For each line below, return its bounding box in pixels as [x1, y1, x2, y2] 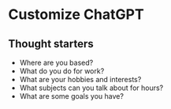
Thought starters [8, 37, 95, 51]
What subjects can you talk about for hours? [19, 83, 164, 92]
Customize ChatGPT [8, 6, 144, 24]
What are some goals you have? [19, 92, 125, 100]
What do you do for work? [19, 66, 105, 76]
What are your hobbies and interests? [19, 75, 142, 84]
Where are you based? [19, 58, 94, 67]
